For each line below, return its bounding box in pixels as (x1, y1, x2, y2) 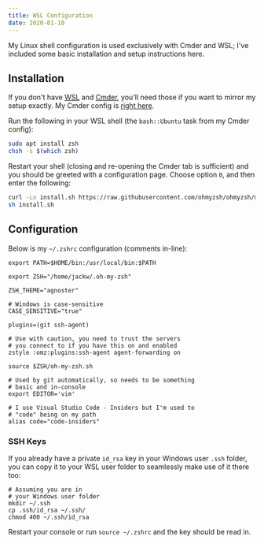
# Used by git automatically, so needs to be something (8, 376, 195, 384)
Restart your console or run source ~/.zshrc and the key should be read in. (8, 527, 251, 536)
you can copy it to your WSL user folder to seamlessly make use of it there (8, 462, 250, 471)
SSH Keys (8, 435, 47, 446)
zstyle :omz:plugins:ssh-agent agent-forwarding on (8, 348, 181, 356)
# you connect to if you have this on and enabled (8, 341, 178, 349)
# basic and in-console (8, 383, 86, 391)
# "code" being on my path (8, 411, 97, 419)
